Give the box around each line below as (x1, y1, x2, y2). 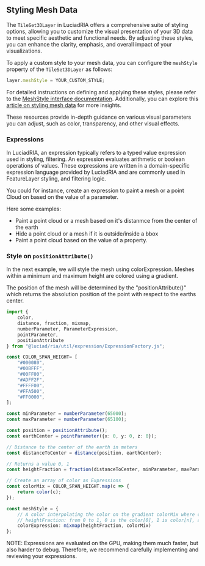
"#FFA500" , (17, 388, 45, 394)
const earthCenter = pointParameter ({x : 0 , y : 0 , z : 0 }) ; (6, 433, 157, 439)
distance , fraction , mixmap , (17, 321, 92, 327)
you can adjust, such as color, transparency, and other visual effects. (6, 119, 180, 127)
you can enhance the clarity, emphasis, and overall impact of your (6, 40, 172, 48)
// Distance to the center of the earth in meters (6, 444, 138, 450)
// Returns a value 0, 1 (6, 461, 70, 467)
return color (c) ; (17, 489, 62, 495)
